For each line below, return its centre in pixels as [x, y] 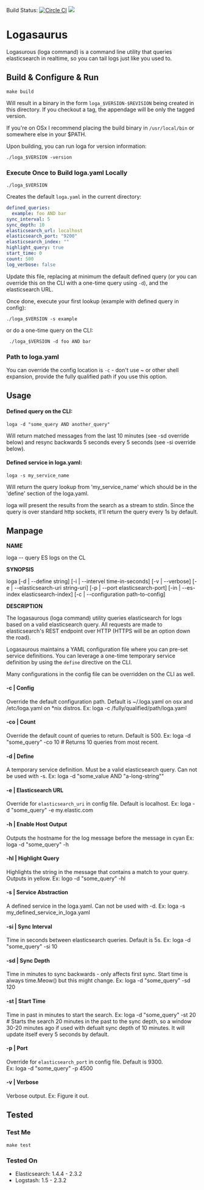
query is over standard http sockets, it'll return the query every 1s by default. [102, 512]
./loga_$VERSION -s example [42, 319]
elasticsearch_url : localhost [45, 230]
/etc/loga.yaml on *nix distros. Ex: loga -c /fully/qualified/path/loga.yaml [97, 708]
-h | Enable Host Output [37, 824]
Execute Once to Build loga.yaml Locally [67, 172]
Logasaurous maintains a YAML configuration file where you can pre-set [97, 649]
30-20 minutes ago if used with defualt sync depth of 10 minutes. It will [96, 1027]
